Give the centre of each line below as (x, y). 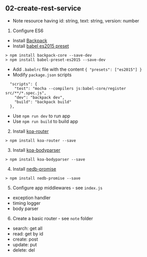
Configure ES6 (28, 31)
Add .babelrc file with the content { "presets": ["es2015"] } (77, 69)
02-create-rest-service (43, 8)
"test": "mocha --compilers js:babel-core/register (70, 88)
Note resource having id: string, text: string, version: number (76, 20)
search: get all (27, 228)
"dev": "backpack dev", (40, 97)
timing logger (26, 203)
